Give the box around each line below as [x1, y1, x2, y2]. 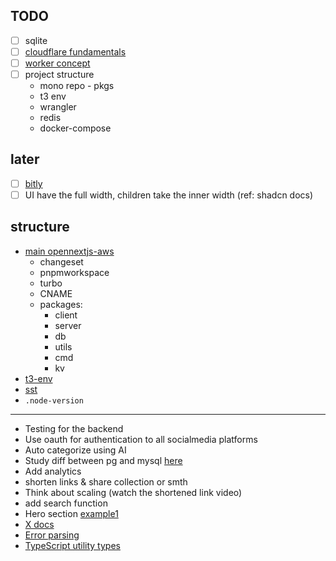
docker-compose [39, 122, 112, 134]
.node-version [24, 395, 84, 406]
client [54, 309, 78, 321]
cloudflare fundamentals [24, 45, 127, 58]
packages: [39, 298, 83, 310]
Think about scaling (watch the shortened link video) [24, 486, 243, 498]
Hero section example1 [24, 507, 119, 519]
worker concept [24, 57, 91, 69]
